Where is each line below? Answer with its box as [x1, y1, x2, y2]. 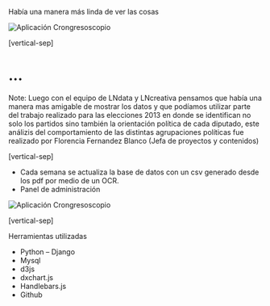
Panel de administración [19, 184, 101, 194]
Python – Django [19, 246, 75, 257]
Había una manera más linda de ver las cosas [8, 7, 160, 16]
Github [19, 290, 43, 300]
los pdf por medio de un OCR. [19, 175, 119, 185]
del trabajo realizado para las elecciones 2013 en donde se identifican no [8, 110, 251, 119]
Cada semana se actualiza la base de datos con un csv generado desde [19, 167, 260, 177]
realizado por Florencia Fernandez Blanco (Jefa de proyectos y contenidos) [8, 136, 260, 145]
